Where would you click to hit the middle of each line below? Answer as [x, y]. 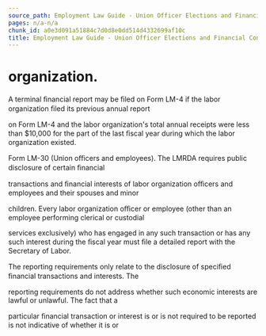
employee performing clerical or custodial [76, 218]
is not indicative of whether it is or [64, 325]
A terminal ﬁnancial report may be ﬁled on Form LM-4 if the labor [114, 99]
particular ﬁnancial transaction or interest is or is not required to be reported [132, 316]
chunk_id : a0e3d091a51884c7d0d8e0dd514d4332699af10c [97, 30]
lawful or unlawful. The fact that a [63, 300]
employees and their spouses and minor [74, 193]
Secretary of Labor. [40, 251]
